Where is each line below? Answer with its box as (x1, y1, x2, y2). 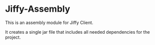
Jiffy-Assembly (5, 3, 70, 15)
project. (5, 34, 21, 40)
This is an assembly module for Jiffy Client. (5, 20, 94, 25)
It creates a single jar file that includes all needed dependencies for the (5, 29, 150, 35)
